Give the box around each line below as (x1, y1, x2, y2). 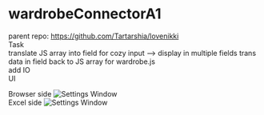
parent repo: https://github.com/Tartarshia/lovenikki (8, 31, 179, 41)
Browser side (8, 89, 52, 98)
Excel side (8, 97, 42, 107)
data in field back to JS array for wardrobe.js (8, 57, 156, 66)
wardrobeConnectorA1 (8, 5, 162, 23)
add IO (8, 65, 30, 74)
